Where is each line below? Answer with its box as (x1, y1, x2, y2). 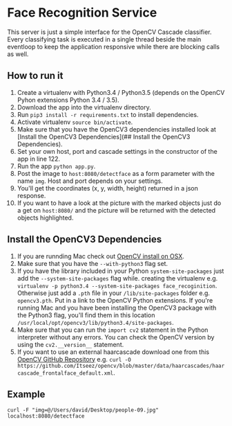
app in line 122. (17, 154, 61, 163)
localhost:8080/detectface (7, 413, 85, 420)
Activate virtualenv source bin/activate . (17, 118, 133, 126)
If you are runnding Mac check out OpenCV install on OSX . (17, 251, 184, 260)
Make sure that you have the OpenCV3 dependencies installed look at (17, 125, 216, 133)
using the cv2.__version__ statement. (17, 340, 124, 348)
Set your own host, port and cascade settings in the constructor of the (17, 147, 217, 155)
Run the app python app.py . (17, 161, 96, 170)
